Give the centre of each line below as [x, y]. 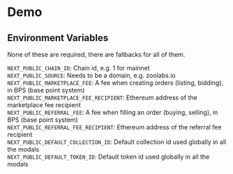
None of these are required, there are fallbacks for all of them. [96, 54]
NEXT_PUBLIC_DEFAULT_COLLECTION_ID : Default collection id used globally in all [117, 142]
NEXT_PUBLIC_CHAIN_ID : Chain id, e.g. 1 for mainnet [78, 68]
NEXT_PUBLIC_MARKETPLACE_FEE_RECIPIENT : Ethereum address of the [102, 97]
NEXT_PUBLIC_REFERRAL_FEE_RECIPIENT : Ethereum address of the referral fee [114, 127]
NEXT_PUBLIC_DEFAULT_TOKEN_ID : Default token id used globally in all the [108, 157]
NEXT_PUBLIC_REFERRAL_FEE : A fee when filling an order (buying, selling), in [113, 112]
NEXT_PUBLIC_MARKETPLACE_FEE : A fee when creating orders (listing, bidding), [115, 83]
